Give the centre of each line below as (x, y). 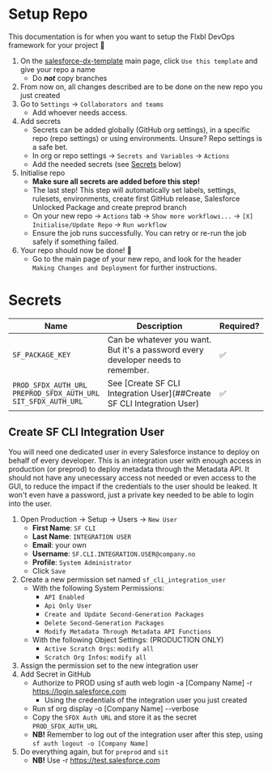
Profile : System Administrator (82, 562)
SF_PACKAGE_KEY (42, 354)
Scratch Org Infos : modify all (96, 656)
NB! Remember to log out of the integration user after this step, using (147, 734)
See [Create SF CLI (144, 383)
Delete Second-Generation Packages (104, 623)
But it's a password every (155, 349)
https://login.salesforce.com (79, 691)
